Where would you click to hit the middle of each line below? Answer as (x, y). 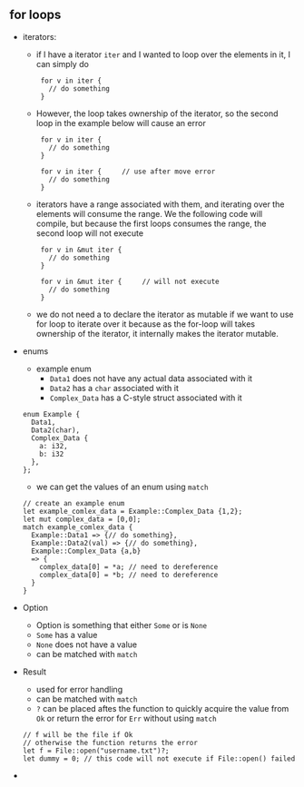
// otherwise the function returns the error (110, 743)
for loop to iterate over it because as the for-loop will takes (146, 324)
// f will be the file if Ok (78, 734)
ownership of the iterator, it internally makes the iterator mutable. (157, 333)
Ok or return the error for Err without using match (126, 718)
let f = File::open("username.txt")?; (96, 751)
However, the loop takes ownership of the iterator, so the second (157, 113)
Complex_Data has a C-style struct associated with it (146, 398)
